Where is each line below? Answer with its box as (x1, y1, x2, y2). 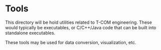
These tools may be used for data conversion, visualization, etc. (5, 39, 137, 45)
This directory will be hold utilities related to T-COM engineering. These (5, 19, 152, 25)
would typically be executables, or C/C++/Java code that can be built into (5, 24, 157, 30)
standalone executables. (5, 30, 56, 36)
